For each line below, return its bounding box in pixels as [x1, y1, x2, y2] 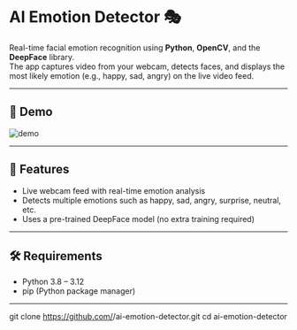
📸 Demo [9, 104, 53, 119]
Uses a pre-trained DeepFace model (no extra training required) [21, 213, 255, 224]
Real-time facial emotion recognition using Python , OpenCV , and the [9, 42, 261, 53]
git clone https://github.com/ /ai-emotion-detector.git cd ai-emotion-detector [9, 311, 287, 322]
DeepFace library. [9, 51, 75, 62]
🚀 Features [9, 162, 70, 177]
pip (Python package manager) [21, 286, 136, 296]
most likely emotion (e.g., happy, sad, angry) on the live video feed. [9, 70, 255, 81]
